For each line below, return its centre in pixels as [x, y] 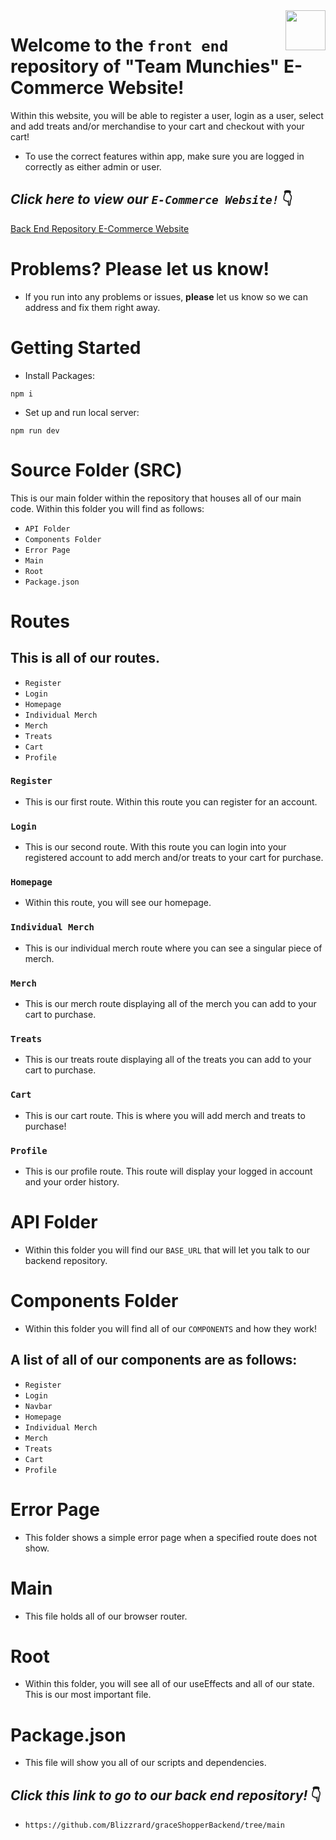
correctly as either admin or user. [93, 166]
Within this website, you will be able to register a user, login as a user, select [167, 115]
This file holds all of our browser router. [106, 1616]
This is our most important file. [88, 1695]
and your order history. [72, 1181]
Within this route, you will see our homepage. [118, 903]
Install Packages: [59, 375]
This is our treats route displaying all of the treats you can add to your [168, 1060]
